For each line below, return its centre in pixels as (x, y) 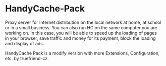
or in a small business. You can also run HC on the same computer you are (81, 27)
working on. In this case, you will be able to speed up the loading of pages (81, 33)
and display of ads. (25, 43)
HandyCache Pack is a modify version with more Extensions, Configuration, (83, 53)
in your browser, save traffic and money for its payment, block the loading (81, 38)
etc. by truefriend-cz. (27, 58)
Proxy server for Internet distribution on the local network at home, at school (83, 22)
